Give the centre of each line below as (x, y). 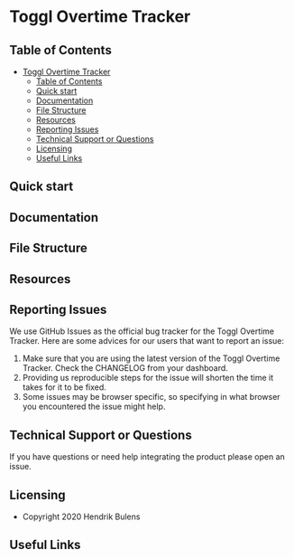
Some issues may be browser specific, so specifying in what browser (152, 397)
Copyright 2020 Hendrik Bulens (81, 516)
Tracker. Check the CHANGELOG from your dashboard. (125, 368)
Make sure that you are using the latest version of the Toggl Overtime (151, 358)
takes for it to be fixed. (64, 387)
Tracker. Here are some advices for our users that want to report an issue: (147, 341)
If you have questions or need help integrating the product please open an (147, 457)
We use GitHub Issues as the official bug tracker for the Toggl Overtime (142, 331)
